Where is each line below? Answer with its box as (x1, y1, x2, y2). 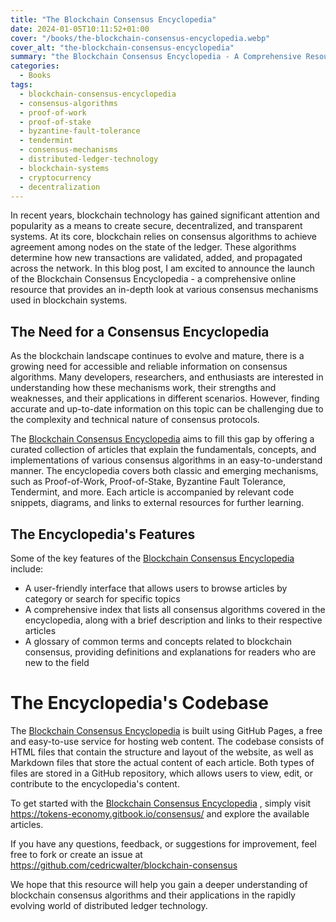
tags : (10, 80, 33, 90)
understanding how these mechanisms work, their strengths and (10, 382, 277, 394)
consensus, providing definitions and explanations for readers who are (24, 646, 317, 658)
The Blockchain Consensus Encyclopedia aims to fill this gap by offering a (10, 433, 315, 445)
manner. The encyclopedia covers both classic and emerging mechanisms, (10, 465, 319, 477)
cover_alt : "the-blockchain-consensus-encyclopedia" (10, 42, 235, 53)
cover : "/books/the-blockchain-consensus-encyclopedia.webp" (10, 33, 271, 43)
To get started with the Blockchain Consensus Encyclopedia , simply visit (10, 797, 312, 809)
